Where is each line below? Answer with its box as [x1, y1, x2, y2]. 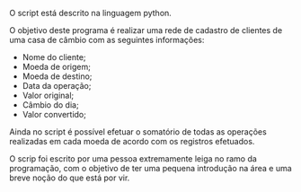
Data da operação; [22, 81, 92, 91]
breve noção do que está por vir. [9, 172, 130, 183]
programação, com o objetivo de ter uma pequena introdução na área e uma [9, 163, 292, 173]
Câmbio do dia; [22, 100, 79, 110]
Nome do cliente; [22, 52, 87, 62]
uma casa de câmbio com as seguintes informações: [9, 35, 205, 45]
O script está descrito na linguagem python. [9, 8, 173, 18]
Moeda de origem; [22, 62, 92, 72]
